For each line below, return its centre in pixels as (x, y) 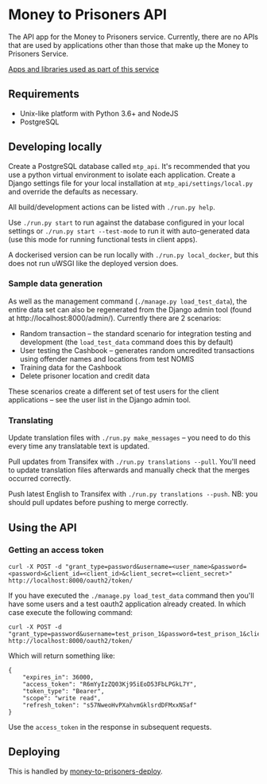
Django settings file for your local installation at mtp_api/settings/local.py (130, 183)
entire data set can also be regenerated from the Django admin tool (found (130, 309)
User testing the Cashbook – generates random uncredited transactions (137, 350)
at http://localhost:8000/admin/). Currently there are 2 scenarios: (115, 318)
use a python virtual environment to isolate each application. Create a (122, 174)
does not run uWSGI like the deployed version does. (93, 263)
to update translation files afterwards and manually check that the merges (129, 470)
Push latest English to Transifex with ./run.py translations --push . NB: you (133, 494)
